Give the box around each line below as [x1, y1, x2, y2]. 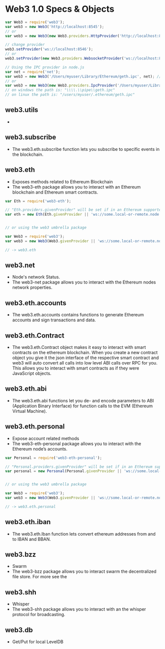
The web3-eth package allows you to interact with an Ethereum [12, 184, 141, 190]
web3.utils [5, 106, 38, 114]
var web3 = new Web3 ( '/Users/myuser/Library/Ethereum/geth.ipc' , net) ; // [5, 74, 162, 79]
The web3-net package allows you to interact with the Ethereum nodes [12, 279, 156, 285]
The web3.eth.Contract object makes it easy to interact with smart [12, 344, 146, 350]
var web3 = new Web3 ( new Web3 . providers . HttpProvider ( [5, 33, 120, 38]
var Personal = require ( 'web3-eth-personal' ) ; [5, 455, 102, 460]
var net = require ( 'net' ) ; [5, 69, 60, 74]
